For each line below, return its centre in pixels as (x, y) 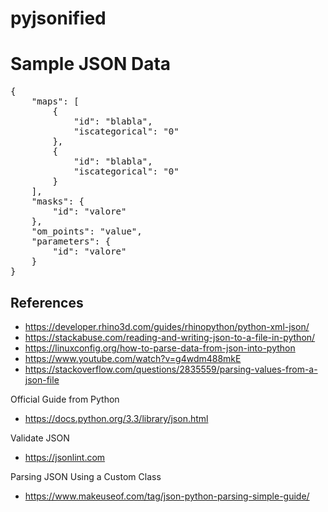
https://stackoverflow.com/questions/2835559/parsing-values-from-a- (171, 369)
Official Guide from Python (65, 399)
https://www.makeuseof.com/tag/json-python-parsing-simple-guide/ (167, 496)
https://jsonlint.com (65, 457)
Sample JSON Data (91, 64)
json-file (42, 379)
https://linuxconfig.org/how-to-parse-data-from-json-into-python (160, 348)
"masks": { (58, 201)
